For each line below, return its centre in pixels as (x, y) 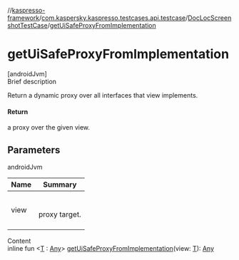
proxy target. (60, 214)
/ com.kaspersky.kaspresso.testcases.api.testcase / (113, 18)
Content (19, 241)
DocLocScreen (210, 18)
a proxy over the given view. (49, 128)
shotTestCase (27, 25)
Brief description (32, 81)
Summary (60, 184)
